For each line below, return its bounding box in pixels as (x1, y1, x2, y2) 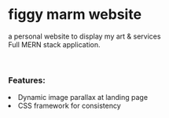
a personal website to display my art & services (8, 31, 161, 41)
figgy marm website (8, 6, 142, 24)
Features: (8, 75, 46, 86)
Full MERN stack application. (8, 39, 101, 49)
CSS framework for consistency (18, 101, 122, 111)
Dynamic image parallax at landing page (18, 93, 148, 102)
